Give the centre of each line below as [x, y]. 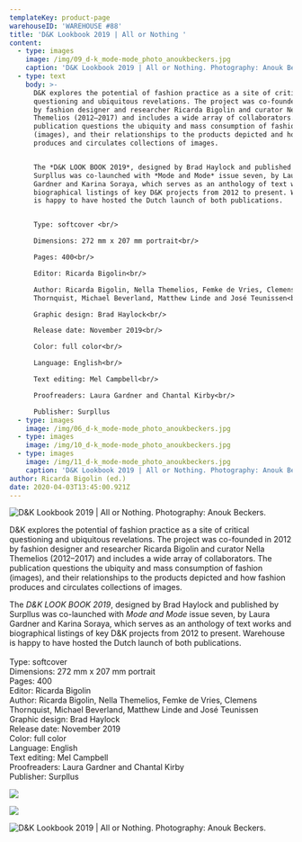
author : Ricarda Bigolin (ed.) [68, 479]
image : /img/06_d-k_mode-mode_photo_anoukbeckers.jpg [128, 428]
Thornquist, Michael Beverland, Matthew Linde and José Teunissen [134, 710]
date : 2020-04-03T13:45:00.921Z [70, 487]
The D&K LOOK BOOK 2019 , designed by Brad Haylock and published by [144, 605]
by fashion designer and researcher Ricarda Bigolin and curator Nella [137, 549]
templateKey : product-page [60, 18]
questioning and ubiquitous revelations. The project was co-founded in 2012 [151, 540]
